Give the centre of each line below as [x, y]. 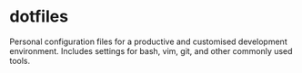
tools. [20, 60]
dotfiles [39, 17]
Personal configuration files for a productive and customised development [149, 41]
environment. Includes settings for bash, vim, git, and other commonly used [151, 50]
